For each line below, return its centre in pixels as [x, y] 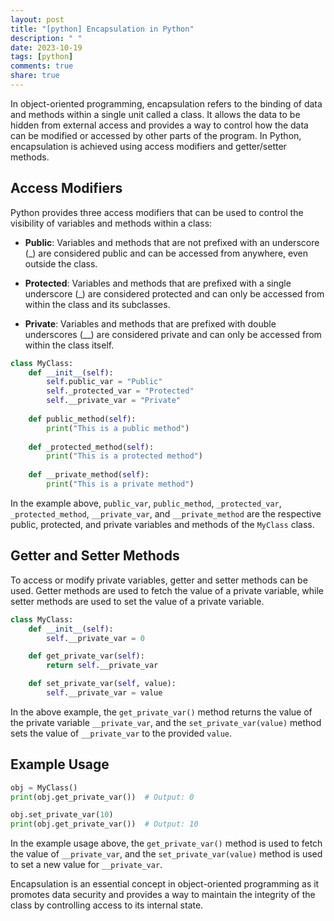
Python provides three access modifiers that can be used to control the [157, 212]
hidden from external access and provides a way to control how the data [159, 125]
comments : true [42, 66]
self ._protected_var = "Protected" [120, 391]
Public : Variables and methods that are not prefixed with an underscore [172, 242]
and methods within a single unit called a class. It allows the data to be [155, 114]
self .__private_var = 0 [95, 638]
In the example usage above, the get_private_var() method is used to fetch [166, 843]
